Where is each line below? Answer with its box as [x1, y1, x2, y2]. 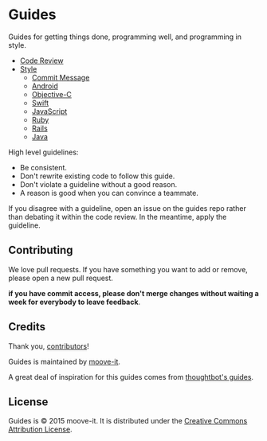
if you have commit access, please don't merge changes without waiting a [8, 288, 259, 298]
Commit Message [31, 72, 90, 82]
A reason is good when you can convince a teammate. [19, 188, 199, 197]
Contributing [8, 244, 73, 257]
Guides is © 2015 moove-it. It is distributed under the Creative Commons [8, 416, 248, 426]
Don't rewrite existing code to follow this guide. [19, 171, 175, 181]
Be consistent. [19, 162, 68, 172]
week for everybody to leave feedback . [8, 297, 141, 306]
